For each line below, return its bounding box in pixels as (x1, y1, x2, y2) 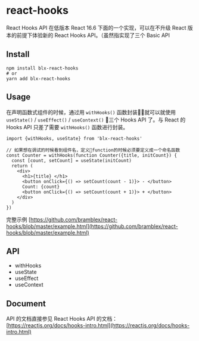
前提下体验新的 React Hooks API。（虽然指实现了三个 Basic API (16, 31, 170, 39)
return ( (11, 163, 33, 169)
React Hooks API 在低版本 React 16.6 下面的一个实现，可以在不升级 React (6, 24, 186, 31)
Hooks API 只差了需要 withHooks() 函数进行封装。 (6, 123, 129, 130)
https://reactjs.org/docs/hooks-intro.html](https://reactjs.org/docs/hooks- (8, 322, 190, 329)
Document (6, 299, 46, 309)
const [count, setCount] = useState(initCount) (11, 157, 132, 163)
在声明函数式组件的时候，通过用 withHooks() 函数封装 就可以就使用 (6, 108, 176, 115)
